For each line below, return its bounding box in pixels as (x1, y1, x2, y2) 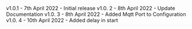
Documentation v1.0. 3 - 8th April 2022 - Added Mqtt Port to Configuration (6, 11, 186, 18)
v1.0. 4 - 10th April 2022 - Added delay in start (6, 17, 119, 23)
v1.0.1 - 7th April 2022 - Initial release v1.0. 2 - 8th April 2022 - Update (6, 5, 176, 11)
